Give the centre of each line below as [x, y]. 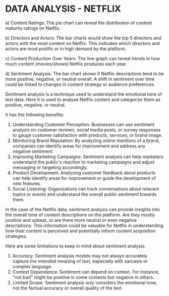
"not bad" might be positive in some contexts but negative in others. [83, 277]
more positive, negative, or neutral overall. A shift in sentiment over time [80, 79]
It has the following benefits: [35, 115]
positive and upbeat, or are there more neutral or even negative [71, 220]
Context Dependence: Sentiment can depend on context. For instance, [86, 272]
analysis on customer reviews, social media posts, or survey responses [87, 130]
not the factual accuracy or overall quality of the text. [68, 288]
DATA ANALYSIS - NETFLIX [63, 9]
